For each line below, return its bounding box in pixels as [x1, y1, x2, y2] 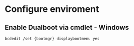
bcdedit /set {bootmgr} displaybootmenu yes [5, 36, 100, 41]
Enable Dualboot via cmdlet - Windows [5, 23, 129, 32]
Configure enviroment [5, 3, 99, 15]
